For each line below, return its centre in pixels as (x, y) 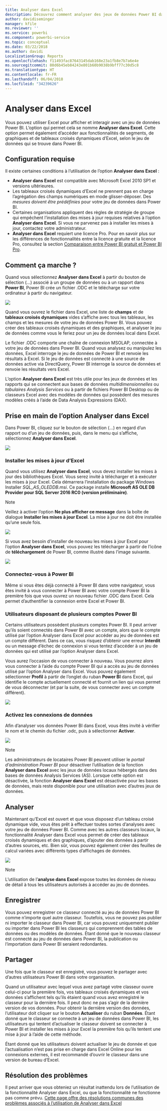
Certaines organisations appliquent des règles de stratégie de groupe (83, 213)
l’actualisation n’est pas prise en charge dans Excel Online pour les (73, 1049)
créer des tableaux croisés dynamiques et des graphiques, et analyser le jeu (83, 328)
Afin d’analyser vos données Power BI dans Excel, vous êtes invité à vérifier (83, 726)
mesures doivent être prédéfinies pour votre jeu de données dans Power (86, 202)
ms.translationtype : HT (30, 70)
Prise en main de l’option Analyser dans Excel (77, 416)
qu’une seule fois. (23, 522)
